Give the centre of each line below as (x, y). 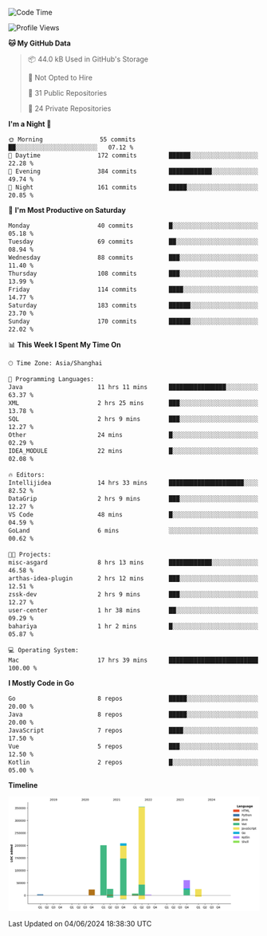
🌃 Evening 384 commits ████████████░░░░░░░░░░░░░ (133, 171)
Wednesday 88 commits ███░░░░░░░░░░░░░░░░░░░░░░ (133, 258)
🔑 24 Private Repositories (69, 108)
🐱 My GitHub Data (40, 43)
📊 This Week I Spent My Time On (65, 344)
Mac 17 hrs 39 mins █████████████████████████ (133, 660)
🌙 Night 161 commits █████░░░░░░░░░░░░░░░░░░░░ (133, 187)
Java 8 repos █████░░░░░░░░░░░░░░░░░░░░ (133, 714)
